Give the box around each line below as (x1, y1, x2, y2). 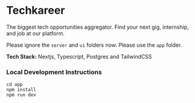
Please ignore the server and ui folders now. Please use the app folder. (6, 41, 182, 49)
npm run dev (6, 92, 36, 98)
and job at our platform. (6, 29, 65, 37)
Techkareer (6, 4, 65, 17)
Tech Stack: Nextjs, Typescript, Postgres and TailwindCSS (6, 53, 152, 60)
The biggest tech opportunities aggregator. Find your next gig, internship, (6, 23, 189, 31)
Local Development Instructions (6, 68, 103, 76)
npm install (6, 87, 36, 93)
